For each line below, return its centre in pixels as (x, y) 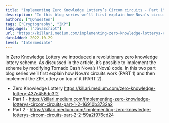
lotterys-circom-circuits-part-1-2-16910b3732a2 (63, 104)
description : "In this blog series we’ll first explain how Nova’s (77, 15)
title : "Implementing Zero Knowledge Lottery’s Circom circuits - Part (82, 10)
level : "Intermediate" (29, 43)
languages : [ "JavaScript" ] (33, 29)
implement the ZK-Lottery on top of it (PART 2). (54, 78)
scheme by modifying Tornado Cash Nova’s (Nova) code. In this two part (80, 68)
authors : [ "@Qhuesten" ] (30, 19)
